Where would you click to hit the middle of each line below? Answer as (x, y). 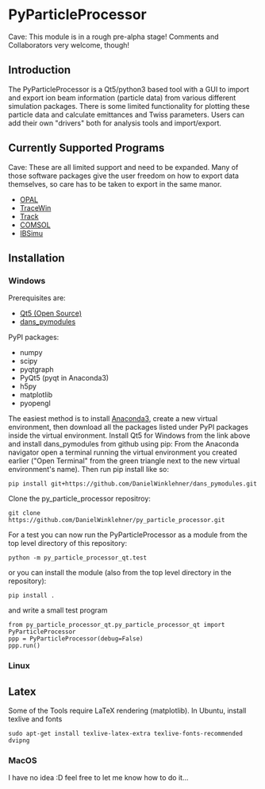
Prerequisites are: (37, 298)
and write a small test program (58, 610)
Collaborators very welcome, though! (69, 44)
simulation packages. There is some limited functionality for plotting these (129, 106)
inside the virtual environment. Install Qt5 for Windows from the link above (129, 435)
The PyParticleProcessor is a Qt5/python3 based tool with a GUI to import (129, 89)
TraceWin (35, 207)
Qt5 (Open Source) (50, 313)
